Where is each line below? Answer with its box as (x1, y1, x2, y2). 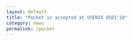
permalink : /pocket (6, 25, 55, 32)
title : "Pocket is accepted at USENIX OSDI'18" (6, 14, 128, 20)
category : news (6, 20, 45, 26)
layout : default (6, 8, 47, 15)
